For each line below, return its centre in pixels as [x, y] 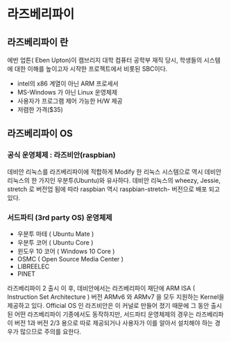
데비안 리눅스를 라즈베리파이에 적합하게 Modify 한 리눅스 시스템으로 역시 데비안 [114, 172]
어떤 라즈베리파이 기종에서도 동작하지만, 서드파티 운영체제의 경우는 [104, 314]
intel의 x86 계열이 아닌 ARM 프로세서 [68, 83]
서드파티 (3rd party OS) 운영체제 [60, 218]
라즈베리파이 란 [38, 42]
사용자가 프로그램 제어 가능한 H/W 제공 [70, 101]
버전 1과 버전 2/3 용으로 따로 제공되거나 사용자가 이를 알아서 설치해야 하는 [114, 323]
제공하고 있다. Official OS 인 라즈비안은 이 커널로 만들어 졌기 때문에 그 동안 [108, 305]
